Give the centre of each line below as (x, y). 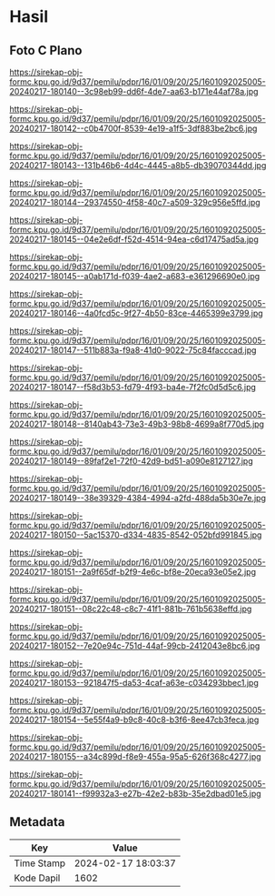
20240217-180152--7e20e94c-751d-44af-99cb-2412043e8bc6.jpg (135, 646)
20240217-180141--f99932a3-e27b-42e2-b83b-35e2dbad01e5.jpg (135, 794)
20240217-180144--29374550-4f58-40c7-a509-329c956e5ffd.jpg (135, 202)
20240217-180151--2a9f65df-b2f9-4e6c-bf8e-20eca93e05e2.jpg (133, 572)
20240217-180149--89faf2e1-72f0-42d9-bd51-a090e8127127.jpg (131, 461)
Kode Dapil (37, 878)
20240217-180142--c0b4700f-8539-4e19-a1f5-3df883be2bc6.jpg (133, 128)
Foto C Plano (46, 50)
